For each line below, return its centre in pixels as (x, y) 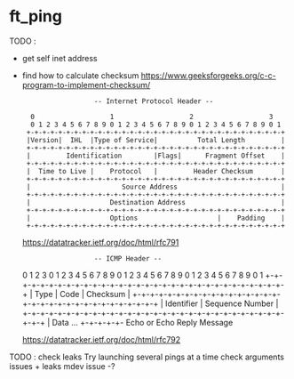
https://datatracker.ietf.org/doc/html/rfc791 (100, 242)
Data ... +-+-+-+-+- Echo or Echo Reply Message (143, 322)
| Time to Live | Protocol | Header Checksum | (156, 171)
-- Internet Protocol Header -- (154, 101)
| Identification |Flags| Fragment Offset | (156, 156)
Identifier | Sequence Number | (222, 303)
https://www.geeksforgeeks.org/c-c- (209, 75)
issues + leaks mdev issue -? (62, 366)
